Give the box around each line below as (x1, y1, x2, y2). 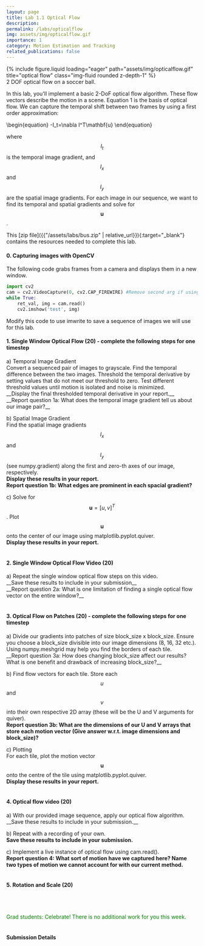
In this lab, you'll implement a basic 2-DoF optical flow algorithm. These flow (6, 89, 198, 97)
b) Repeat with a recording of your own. (6, 830, 106, 837)
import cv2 (6, 283, 34, 290)
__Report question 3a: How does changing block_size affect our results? (6, 652, 187, 659)
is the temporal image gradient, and (6, 153, 95, 161)
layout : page (6, 9, 39, 15)
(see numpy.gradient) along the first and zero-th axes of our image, (6, 462, 175, 469)
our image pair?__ (6, 403, 50, 410)
